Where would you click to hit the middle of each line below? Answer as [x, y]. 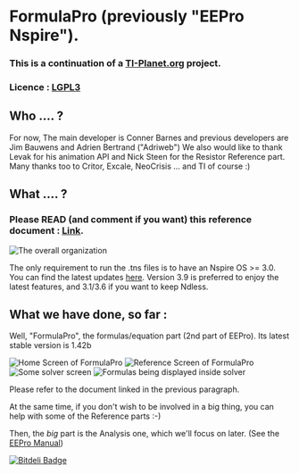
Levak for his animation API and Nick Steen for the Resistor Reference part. [147, 156]
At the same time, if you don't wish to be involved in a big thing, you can [142, 407]
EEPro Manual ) [37, 443]
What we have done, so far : [88, 314]
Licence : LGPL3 [45, 87]
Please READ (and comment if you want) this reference [131, 220]
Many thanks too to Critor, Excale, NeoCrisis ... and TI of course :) [130, 166]
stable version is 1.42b [50, 345]
